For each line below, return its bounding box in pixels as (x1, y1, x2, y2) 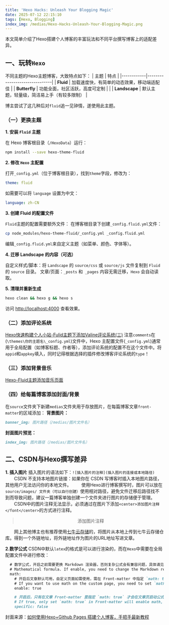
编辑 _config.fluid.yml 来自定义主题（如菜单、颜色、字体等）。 (5, 241, 134, 247)
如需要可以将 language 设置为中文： (5, 190, 79, 196)
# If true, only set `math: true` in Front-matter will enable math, (14, 600, 163, 605)
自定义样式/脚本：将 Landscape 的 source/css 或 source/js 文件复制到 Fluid (5, 262, 160, 268)
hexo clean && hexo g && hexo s (5, 295, 73, 301)
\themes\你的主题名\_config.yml (7, 339, 71, 344)
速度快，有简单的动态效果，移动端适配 (80, 79, 160, 85)
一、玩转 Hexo (5, 59, 45, 67)
